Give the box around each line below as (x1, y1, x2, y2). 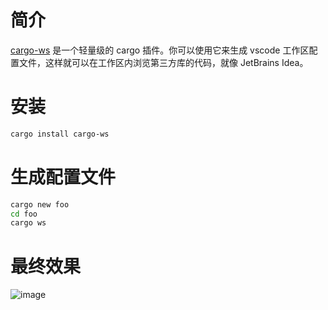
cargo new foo (10, 199, 70, 210)
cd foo (10, 209, 38, 219)
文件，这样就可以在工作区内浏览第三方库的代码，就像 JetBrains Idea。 (18, 56, 309, 68)
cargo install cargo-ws (10, 129, 110, 139)
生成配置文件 (10, 166, 117, 188)
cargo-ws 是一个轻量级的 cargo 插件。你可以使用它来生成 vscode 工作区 (10, 44, 310, 56)
